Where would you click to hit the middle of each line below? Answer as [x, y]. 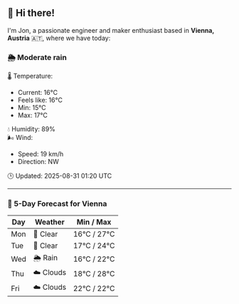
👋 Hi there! [31, 13]
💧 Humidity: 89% [31, 129]
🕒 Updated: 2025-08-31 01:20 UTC [60, 176]
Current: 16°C [38, 93]
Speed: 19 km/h [41, 154]
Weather [50, 222]
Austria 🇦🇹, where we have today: [59, 38]
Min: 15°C [32, 108]
